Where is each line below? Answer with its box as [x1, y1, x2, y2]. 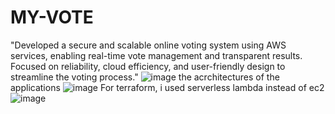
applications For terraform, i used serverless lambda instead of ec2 [10, 81, 325, 93]
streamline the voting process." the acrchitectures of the [10, 71, 280, 83]
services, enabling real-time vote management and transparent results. [10, 49, 303, 61]
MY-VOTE [10, 6, 94, 29]
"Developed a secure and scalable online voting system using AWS [10, 39, 287, 51]
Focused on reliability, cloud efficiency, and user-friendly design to [10, 60, 286, 72]
